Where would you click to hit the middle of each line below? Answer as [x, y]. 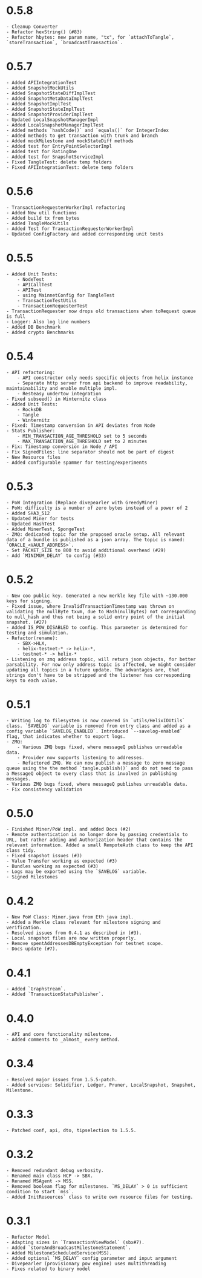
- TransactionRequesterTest [52, 306]
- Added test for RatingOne [42, 151]
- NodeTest [31, 279]
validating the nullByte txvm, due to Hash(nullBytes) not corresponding [101, 611]
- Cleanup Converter [32, 27]
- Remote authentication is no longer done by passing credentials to [97, 835]
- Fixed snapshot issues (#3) [44, 856]
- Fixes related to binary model [48, 1269]
